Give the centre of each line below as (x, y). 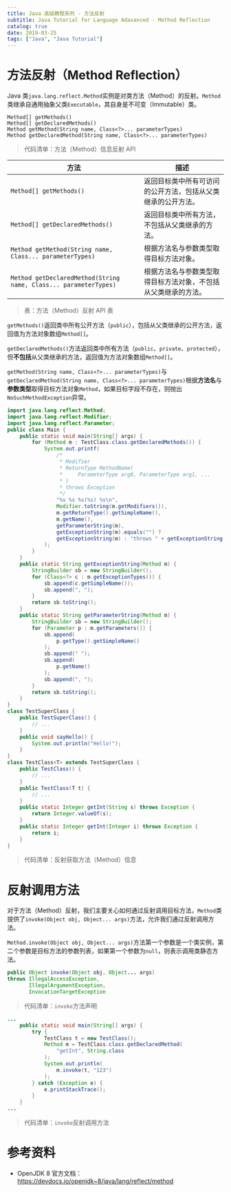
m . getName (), (75, 519)
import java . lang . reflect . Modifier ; (59, 417)
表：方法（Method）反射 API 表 (68, 311)
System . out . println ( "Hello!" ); (77, 743)
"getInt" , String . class (90, 1051)
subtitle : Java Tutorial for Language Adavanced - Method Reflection (109, 20)
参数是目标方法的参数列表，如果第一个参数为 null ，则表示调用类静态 (115, 951)
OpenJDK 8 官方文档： (49, 1173)
